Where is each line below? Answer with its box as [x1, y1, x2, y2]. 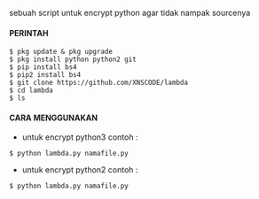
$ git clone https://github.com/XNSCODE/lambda [9, 79, 189, 88]
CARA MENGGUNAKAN [9, 112, 98, 123]
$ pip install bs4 [9, 63, 77, 72]
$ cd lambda [9, 86, 53, 96]
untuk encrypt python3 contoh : [21, 132, 138, 142]
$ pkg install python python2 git [9, 55, 137, 65]
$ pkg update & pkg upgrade [9, 48, 114, 57]
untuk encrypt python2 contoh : [21, 165, 138, 175]
